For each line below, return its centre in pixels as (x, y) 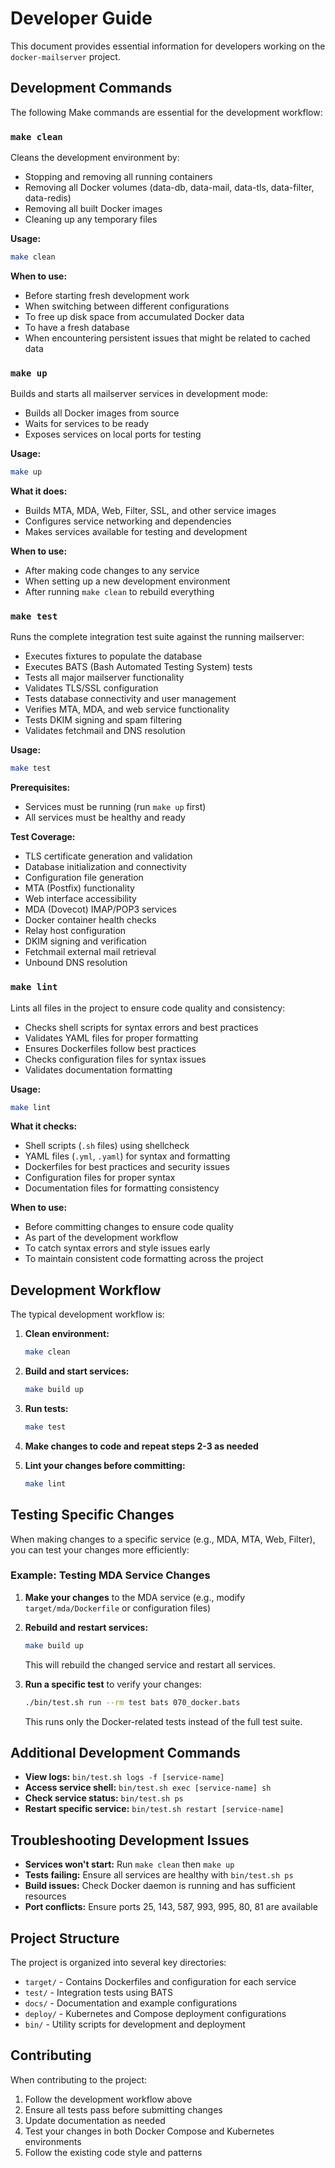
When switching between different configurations (127, 306)
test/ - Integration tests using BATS (99, 1993)
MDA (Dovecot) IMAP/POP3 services (100, 909)
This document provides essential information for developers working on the (168, 46)
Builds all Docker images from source (102, 413)
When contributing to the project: (79, 2079)
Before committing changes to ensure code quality (129, 1227)
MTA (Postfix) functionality (79, 888)
